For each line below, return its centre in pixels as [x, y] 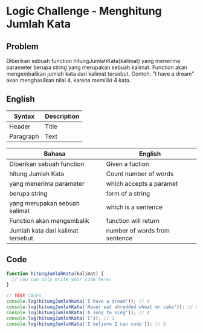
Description [62, 116]
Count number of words [140, 174]
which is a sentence [134, 207]
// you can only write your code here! [62, 279]
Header [20, 127]
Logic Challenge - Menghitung [84, 11]
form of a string [128, 193]
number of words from [138, 230]
